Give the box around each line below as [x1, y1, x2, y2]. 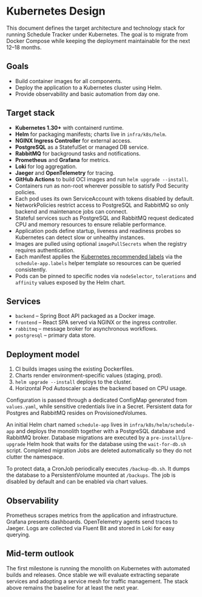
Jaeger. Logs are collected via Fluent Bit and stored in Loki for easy [6, 525, 175, 531]
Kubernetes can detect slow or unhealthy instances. [15, 234, 146, 241]
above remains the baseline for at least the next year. [6, 584, 139, 591]
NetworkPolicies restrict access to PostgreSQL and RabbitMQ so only [15, 201, 189, 209]
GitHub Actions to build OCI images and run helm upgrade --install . [15, 175, 189, 183]
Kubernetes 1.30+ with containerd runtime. [15, 124, 124, 131]
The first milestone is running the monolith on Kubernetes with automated [6, 564, 190, 572]
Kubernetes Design [6, 4, 106, 18]
